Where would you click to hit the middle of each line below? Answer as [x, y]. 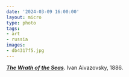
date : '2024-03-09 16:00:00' [43, 12]
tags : [13, 28]
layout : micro [24, 17]
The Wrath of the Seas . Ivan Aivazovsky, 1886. [65, 67]
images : [16, 45]
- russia [17, 39]
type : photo [21, 23]
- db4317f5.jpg [25, 51]
